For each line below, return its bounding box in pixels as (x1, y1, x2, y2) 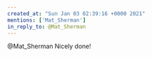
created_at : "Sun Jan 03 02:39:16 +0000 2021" (7, 10, 146, 17)
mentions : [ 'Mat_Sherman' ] (7, 17, 86, 24)
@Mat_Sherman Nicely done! (7, 42, 92, 51)
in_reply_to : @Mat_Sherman (7, 23, 86, 30)
